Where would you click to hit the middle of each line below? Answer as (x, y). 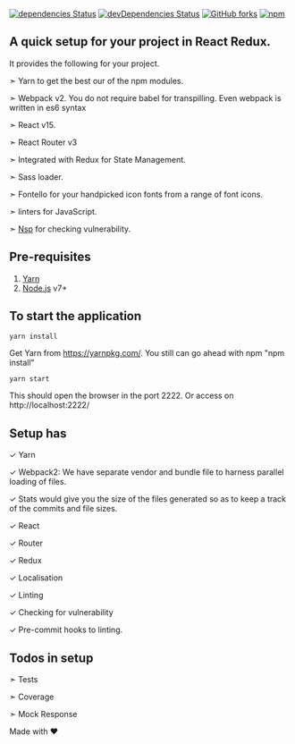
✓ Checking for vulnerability (61, 613)
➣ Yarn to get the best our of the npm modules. (97, 80)
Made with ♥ (34, 731)
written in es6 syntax (48, 107)
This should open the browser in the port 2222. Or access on (122, 396)
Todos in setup (51, 658)
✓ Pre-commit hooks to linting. (66, 630)
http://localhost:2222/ (50, 405)
